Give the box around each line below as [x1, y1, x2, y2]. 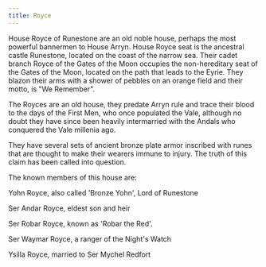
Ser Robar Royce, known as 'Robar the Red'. [8, 219, 153, 228]
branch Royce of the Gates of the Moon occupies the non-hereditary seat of [8, 59, 259, 68]
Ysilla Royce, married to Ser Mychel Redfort [8, 250, 151, 259]
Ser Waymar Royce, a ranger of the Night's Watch [8, 234, 172, 243]
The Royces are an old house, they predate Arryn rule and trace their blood [8, 99, 255, 109]
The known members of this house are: [8, 172, 137, 182]
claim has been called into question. [8, 157, 127, 167]
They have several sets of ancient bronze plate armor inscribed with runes [8, 140, 252, 149]
